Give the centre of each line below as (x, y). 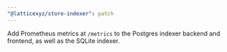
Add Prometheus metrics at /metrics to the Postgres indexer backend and (114, 33)
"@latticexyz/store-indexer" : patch (60, 14)
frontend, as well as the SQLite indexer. (64, 41)
